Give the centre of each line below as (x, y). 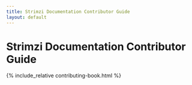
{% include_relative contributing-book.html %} (64, 75)
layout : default (26, 17)
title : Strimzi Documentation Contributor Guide (68, 12)
